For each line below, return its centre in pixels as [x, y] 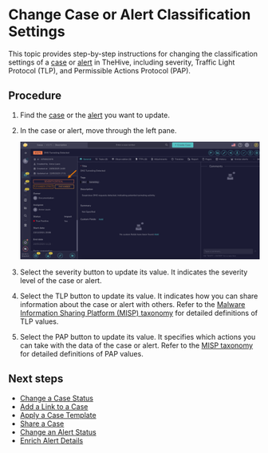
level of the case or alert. [61, 281]
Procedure [35, 96]
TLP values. [39, 321]
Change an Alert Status [58, 431]
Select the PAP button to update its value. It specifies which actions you [138, 337]
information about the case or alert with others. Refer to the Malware [132, 305]
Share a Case [42, 423]
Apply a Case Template [58, 415]
